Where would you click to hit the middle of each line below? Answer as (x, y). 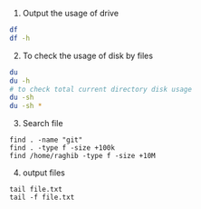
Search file (43, 124)
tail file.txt (36, 190)
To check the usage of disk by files (88, 55)
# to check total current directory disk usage (101, 89)
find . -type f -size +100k (62, 148)
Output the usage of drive (71, 13)
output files (43, 173)
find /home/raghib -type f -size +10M (82, 156)
